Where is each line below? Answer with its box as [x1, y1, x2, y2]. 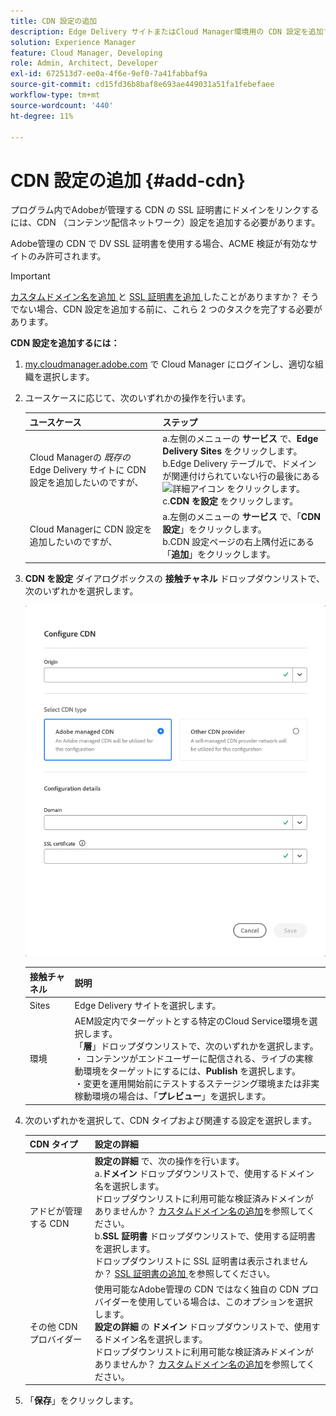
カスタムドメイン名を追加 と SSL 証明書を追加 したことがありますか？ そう [10, 291, 320, 303]
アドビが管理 [29, 1205, 83, 1217]
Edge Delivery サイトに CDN [29, 464, 147, 476]
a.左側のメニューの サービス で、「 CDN [162, 511, 321, 523]
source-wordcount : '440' [10, 100, 114, 110]
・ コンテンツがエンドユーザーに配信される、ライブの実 [74, 1053, 305, 1065]
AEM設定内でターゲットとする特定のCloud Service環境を [74, 1015, 310, 1027]
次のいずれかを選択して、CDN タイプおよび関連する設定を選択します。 [24, 1114, 318, 1126]
